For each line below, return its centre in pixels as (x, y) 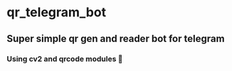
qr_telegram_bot (57, 12)
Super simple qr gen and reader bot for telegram (116, 39)
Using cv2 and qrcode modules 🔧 (65, 59)
